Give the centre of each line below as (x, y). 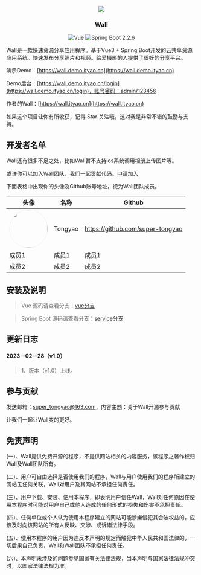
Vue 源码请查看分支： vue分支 (58, 306)
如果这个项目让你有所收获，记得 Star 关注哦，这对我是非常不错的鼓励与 (95, 117)
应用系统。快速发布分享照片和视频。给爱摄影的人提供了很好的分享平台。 (96, 58)
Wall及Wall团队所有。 (33, 464)
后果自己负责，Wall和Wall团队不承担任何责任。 (69, 545)
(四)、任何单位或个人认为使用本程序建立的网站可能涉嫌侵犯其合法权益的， (98, 518)
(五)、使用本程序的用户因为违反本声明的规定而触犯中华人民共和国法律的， (98, 538)
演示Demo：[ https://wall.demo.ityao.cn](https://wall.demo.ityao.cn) (90, 71)
